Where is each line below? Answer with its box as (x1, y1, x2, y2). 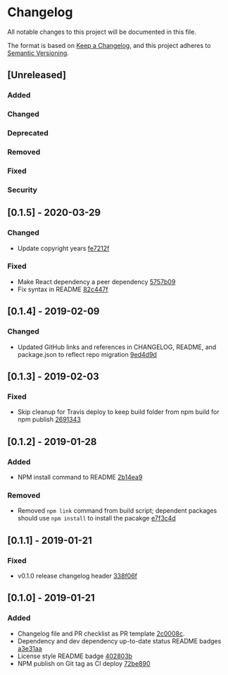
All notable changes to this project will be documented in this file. (7, 28, 197, 36)
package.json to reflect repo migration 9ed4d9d (17, 350, 157, 358)
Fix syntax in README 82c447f (17, 285, 108, 293)
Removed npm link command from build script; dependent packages (17, 506, 217, 515)
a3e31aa (17, 644, 42, 652)
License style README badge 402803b (17, 652, 132, 660)
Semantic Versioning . (7, 49, 69, 57)
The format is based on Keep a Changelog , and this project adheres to (7, 41, 211, 49)
